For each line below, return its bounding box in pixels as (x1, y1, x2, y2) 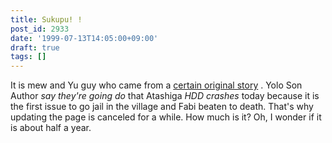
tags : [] (10, 52, 47, 62)
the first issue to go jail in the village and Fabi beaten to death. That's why (10, 101, 314, 113)
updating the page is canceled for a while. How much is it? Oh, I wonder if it (10, 111, 322, 123)
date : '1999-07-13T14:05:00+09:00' (10, 33, 159, 43)
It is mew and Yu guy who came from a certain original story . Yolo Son (10, 79, 303, 91)
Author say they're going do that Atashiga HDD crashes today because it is (10, 90, 320, 102)
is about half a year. (10, 122, 92, 134)
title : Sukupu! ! (10, 14, 83, 25)
